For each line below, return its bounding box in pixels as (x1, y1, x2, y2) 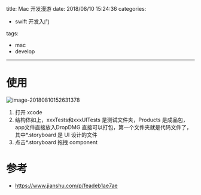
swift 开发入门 (14, 18, 50, 25)
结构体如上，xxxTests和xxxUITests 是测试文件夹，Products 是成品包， (14, 116, 188, 123)
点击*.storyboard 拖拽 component (14, 138, 98, 145)
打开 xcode (14, 108, 43, 115)
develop (14, 48, 35, 55)
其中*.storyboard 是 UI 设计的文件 (14, 131, 98, 138)
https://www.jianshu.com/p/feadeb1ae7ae (14, 182, 118, 189)
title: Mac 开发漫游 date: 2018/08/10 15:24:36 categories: (6, 5, 147, 12)
